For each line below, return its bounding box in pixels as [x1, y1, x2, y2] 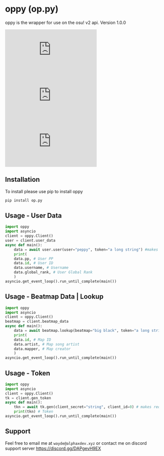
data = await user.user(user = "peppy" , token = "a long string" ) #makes [14, 247, 159, 252]
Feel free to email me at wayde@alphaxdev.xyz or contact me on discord [5, 440, 147, 446]
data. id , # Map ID [14, 337, 51, 342]
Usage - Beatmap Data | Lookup [5, 292, 104, 301]
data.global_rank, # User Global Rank [14, 270, 93, 275]
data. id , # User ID [14, 261, 54, 266]
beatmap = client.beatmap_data [5, 319, 69, 324]
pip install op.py [5, 198, 42, 203]
